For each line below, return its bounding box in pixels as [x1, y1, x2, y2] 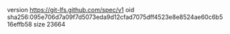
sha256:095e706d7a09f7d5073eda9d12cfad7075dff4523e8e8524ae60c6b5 [7, 13, 223, 21]
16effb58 [7, 20, 32, 28]
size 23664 [33, 20, 66, 28]
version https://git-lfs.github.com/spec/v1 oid [7, 6, 135, 14]
